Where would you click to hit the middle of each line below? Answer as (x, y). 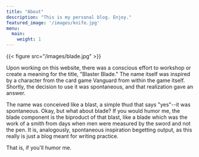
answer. (16, 93)
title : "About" (25, 12)
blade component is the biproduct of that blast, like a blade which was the (97, 117)
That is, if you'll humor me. (39, 147)
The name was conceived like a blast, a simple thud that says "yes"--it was (98, 104)
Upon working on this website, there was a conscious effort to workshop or (99, 68)
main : (18, 34)
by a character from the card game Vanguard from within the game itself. (96, 80)
